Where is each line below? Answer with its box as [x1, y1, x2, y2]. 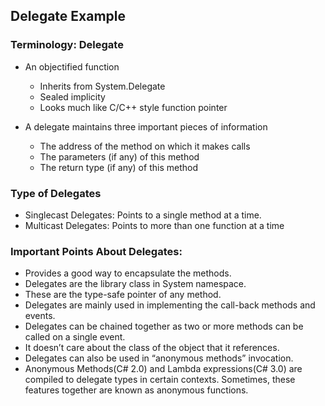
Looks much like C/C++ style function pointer [39, 101, 228, 113]
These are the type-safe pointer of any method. [24, 289, 222, 301]
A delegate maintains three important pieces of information [24, 120, 268, 133]
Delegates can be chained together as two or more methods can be [24, 320, 304, 333]
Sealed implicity [39, 90, 106, 103]
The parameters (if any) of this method [39, 150, 200, 163]
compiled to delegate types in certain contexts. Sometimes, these [24, 374, 296, 386]
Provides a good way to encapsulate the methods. [24, 267, 232, 279]
